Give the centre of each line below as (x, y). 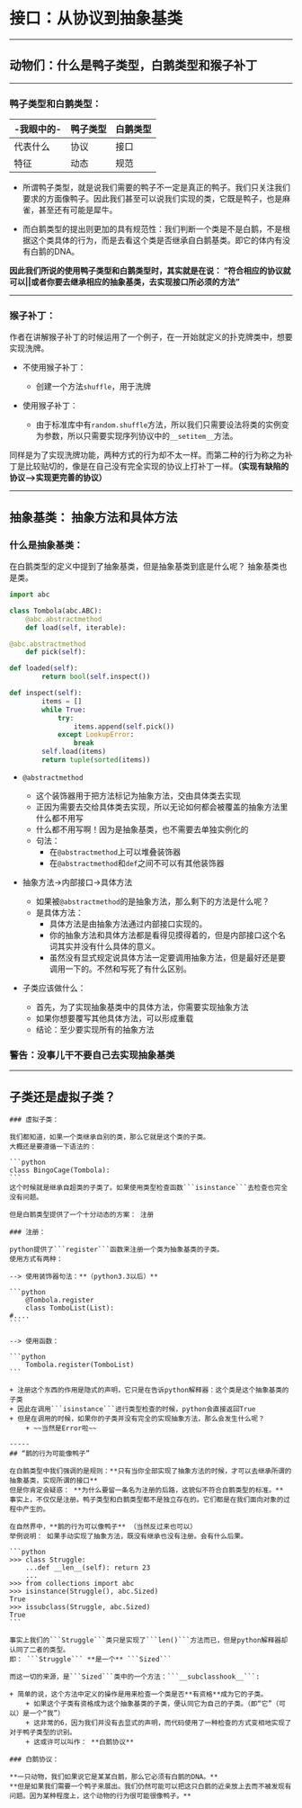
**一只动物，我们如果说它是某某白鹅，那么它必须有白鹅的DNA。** (114, 1777)
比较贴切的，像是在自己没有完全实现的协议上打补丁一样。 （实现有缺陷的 (157, 466)
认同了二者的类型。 (40, 1650)
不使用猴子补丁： (54, 367)
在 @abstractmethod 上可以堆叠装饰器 (115, 852)
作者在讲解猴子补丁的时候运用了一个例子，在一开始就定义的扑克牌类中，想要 (151, 337)
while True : (64, 710)
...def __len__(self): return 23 (88, 1568)
